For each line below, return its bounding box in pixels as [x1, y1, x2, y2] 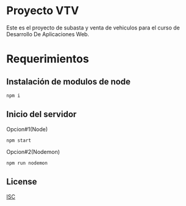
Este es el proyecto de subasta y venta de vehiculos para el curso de [6, 24, 180, 31]
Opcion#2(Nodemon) [6, 148, 60, 155]
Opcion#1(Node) [6, 125, 48, 132]
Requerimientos [6, 52, 89, 66]
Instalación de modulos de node [6, 76, 131, 86]
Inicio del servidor [6, 109, 77, 120]
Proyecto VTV [6, 4, 80, 18]
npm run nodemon [6, 160, 48, 166]
